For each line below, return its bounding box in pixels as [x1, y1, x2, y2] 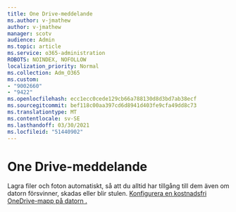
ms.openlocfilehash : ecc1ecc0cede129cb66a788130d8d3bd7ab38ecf [7, 96, 197, 103]
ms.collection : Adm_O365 [7, 69, 80, 76]
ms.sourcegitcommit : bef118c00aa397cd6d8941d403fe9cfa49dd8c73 [7, 102, 197, 109]
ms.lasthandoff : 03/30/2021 [7, 121, 90, 129]
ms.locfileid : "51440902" [7, 128, 83, 135]
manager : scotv [7, 30, 52, 37]
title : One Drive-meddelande [7, 10, 93, 18]
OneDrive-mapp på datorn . [7, 197, 87, 205]
